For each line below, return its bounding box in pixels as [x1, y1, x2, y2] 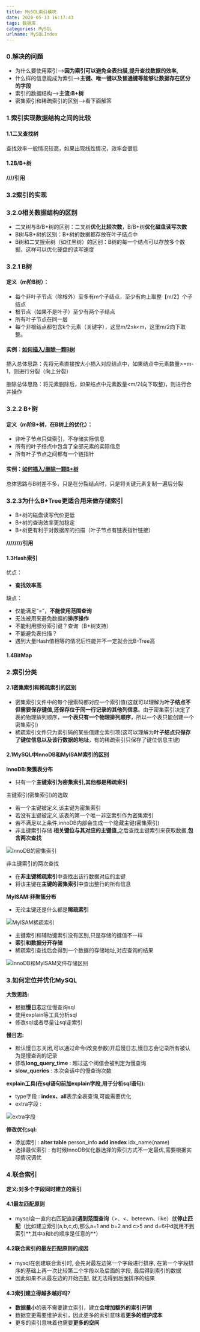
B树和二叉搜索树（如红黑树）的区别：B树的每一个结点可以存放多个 [14, 238, 180, 245]
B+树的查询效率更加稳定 [14, 518, 75, 526]
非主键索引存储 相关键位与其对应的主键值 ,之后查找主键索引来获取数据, [14, 827, 188, 834]
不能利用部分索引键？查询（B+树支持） [14, 622, 112, 629]
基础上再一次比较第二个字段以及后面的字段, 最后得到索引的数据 [25, 1267, 181, 1274]
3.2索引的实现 [6, 191, 47, 199]
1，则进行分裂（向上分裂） [6, 368, 72, 375]
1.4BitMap [6, 651, 32, 658]
